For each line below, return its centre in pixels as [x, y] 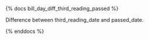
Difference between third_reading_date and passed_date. [75, 20]
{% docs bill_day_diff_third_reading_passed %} [62, 9]
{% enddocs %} [25, 31]
